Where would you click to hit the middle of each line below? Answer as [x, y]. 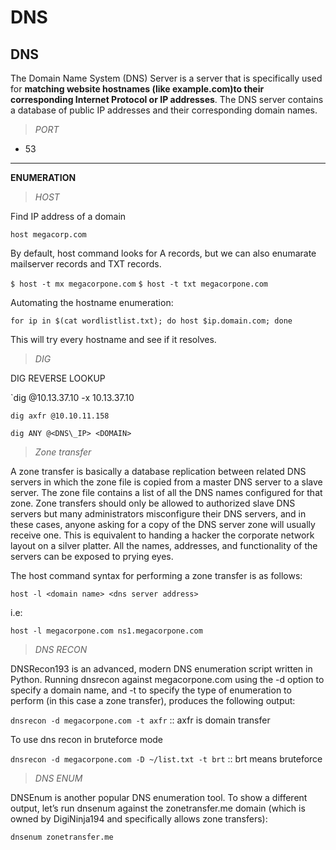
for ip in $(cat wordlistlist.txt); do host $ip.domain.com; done [151, 321]
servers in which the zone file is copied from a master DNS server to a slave [166, 482]
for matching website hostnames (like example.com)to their [137, 89]
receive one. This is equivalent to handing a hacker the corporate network [162, 535]
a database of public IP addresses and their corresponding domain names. [164, 110]
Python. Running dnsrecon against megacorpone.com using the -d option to [167, 679]
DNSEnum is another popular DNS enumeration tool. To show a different [159, 797]
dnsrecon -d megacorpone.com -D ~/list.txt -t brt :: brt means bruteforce [166, 759]
